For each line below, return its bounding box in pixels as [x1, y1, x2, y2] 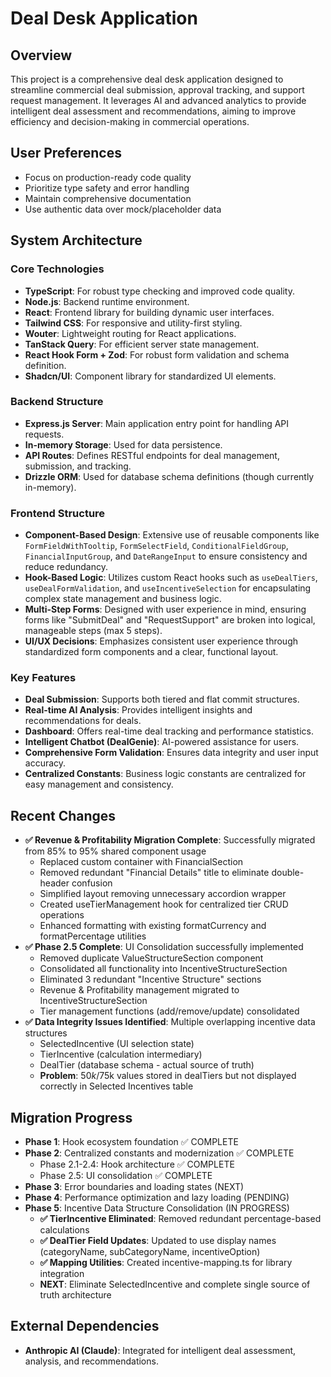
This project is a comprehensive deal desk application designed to [10, 73, 284, 85]
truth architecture [39, 1289, 112, 1301]
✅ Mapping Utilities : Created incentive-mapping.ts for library [39, 1257, 293, 1269]
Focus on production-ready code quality [24, 171, 192, 183]
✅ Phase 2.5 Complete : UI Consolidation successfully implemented [24, 941, 304, 953]
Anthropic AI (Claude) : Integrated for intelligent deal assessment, [24, 1344, 297, 1356]
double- [271, 867, 305, 879]
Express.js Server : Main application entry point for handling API [24, 417, 290, 429]
